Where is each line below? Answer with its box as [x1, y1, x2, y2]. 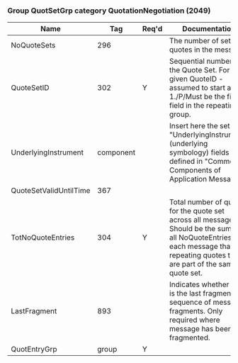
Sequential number [169, 56, 232, 66]
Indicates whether [169, 279, 229, 289]
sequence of [169, 297, 211, 307]
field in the [169, 101, 205, 111]
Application [169, 174, 208, 184]
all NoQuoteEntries [169, 233, 232, 242]
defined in [169, 157, 203, 167]
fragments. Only [169, 306, 223, 316]
